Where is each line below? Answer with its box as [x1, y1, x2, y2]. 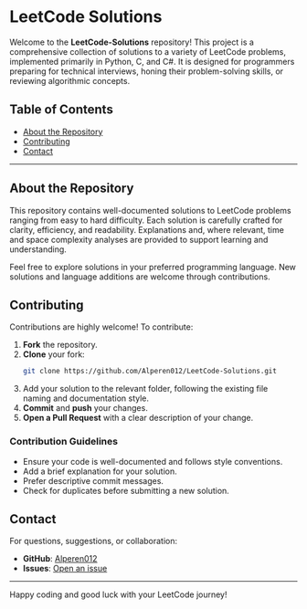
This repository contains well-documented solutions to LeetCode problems [9, 205, 292, 215]
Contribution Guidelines [9, 436, 119, 448]
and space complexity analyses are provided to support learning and [9, 234, 269, 245]
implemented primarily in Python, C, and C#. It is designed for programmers [9, 56, 295, 67]
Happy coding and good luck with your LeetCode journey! [9, 589, 228, 600]
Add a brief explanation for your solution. [22, 466, 177, 477]
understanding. [9, 244, 67, 255]
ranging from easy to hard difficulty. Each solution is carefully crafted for [9, 215, 283, 226]
